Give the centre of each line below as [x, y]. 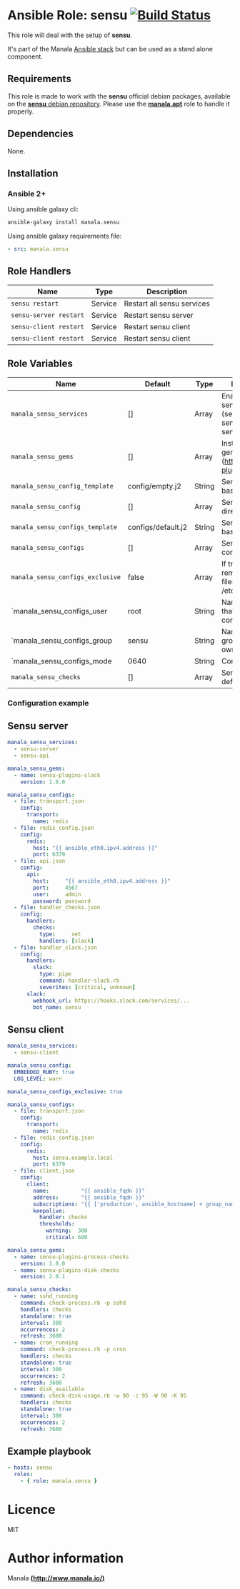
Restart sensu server [159, 315]
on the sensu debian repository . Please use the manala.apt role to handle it [119, 104]
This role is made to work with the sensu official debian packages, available [119, 96]
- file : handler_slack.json [56, 947]
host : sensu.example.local [73, 1158]
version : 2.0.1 [43, 1277]
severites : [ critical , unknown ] [87, 987]
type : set [60, 934]
